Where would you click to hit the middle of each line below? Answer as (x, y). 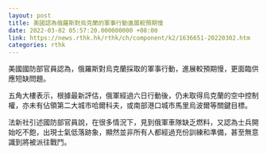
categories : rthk (37, 45)
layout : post (30, 15)
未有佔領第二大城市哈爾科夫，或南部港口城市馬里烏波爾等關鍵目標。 (140, 106)
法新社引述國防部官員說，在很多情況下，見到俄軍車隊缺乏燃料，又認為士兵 (130, 122)
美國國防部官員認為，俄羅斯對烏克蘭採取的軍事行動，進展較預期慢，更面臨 (130, 69)
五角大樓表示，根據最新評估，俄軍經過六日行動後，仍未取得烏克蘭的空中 (126, 95)
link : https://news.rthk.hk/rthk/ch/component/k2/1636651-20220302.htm (129, 38)
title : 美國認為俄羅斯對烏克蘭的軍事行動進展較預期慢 (86, 23)
